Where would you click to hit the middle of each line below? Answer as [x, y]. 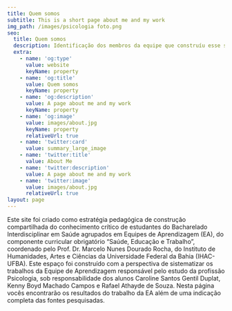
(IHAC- [205, 256]
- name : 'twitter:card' [54, 142]
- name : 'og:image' [48, 116]
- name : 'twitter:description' [65, 168]
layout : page [26, 200]
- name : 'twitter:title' [55, 155]
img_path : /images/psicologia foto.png [65, 26]
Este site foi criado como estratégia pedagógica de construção [97, 219]
